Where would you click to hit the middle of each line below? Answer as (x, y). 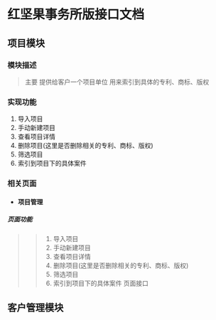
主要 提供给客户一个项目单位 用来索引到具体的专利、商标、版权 (117, 82)
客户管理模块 (36, 308)
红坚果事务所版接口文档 (76, 15)
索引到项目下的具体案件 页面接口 (101, 283)
